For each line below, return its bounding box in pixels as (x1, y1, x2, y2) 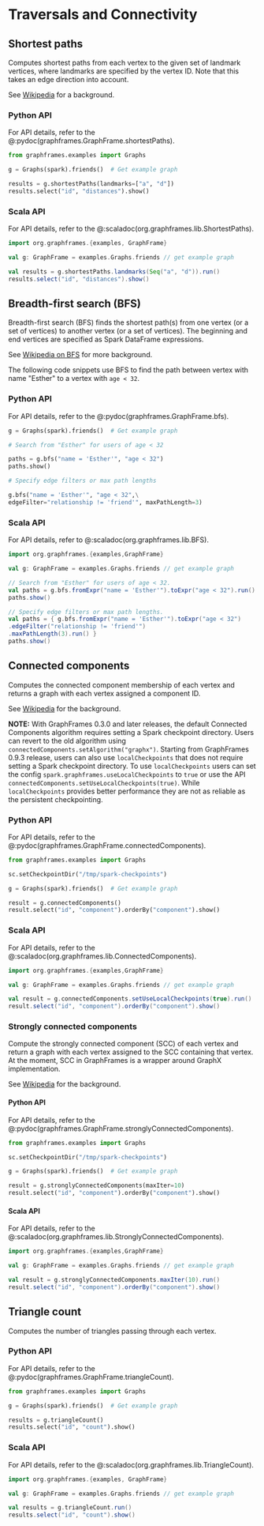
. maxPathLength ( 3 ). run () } (8, 630, 97, 638)
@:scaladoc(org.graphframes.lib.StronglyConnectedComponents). (8, 1232, 225, 1242)
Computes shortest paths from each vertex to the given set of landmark (8, 58, 241, 67)
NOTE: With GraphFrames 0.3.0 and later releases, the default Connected (8, 719, 247, 729)
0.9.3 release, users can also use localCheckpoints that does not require (8, 752, 244, 762)
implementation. (8, 1064, 61, 1074)
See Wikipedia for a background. (8, 90, 115, 100)
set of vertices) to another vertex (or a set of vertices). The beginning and (8, 326, 248, 336)
